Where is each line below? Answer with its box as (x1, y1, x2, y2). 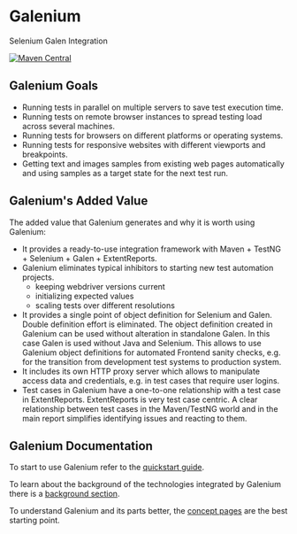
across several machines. (21, 120, 115, 131)
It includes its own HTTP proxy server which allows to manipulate (21, 366, 261, 376)
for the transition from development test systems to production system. (21, 356, 282, 367)
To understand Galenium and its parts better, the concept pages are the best (9, 506, 288, 516)
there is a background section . (9, 489, 120, 499)
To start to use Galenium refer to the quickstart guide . (9, 462, 205, 473)
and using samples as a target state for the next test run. (21, 167, 228, 178)
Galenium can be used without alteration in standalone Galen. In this (21, 328, 270, 338)
